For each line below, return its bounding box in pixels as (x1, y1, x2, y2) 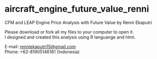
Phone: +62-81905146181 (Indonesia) (4, 49, 80, 55)
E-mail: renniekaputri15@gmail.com (4, 43, 76, 49)
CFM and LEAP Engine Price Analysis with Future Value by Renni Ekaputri (4, 20, 153, 25)
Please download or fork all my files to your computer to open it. (4, 29, 134, 35)
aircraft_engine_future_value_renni (4, 3, 150, 15)
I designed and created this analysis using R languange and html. (4, 34, 135, 40)
